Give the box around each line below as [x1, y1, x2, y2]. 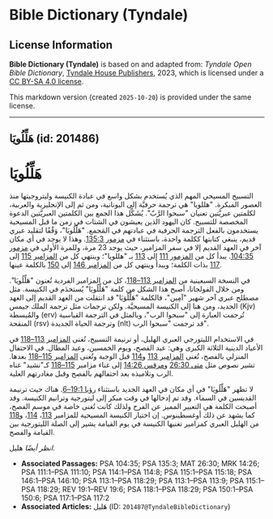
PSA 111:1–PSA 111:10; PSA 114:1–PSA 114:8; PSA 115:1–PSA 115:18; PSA [20, 467, 253, 477]
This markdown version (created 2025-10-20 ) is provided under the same [9, 92, 252, 102]
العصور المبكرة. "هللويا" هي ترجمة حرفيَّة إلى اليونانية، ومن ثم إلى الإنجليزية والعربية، [9, 200, 262, 210]
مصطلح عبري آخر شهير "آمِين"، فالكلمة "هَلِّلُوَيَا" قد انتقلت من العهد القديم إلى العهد [9, 293, 259, 303]
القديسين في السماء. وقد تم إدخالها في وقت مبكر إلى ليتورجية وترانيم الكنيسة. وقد [9, 393, 257, 402]
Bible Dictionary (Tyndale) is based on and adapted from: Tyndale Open [9, 59, 252, 69]
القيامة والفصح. [9, 428, 55, 437]
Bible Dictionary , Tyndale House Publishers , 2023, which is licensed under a [9, 68, 264, 78]
